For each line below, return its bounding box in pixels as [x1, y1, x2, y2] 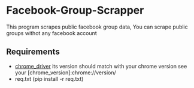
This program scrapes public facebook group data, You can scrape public [6, 23, 189, 30]
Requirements [6, 47, 60, 57]
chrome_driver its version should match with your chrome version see [14, 62, 187, 70]
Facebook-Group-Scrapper [6, 4, 144, 17]
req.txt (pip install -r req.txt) [14, 75, 84, 82]
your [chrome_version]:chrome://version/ [14, 69, 117, 76]
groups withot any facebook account [6, 29, 97, 36]
